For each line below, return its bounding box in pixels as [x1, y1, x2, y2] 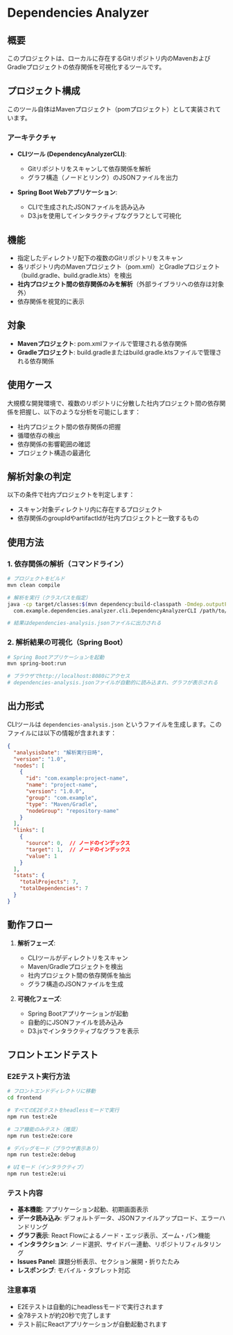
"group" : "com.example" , [25, 794, 98, 801]
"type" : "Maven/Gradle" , [25, 800, 98, 808]
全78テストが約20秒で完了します [17, 1311, 112, 1320]
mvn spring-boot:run [7, 660, 67, 667]
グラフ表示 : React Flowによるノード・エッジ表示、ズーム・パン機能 [17, 1231, 211, 1240]
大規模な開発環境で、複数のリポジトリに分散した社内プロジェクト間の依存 [7, 399, 220, 407]
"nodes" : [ [13, 762, 45, 769]
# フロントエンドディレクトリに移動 [7, 1088, 96, 1095]
